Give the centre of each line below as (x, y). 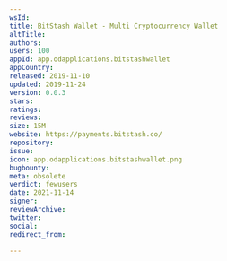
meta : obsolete (38, 176)
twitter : (26, 217)
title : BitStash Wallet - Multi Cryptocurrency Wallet (114, 26)
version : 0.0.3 (38, 92)
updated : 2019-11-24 (48, 84)
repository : (31, 143)
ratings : (26, 109)
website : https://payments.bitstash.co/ (86, 135)
